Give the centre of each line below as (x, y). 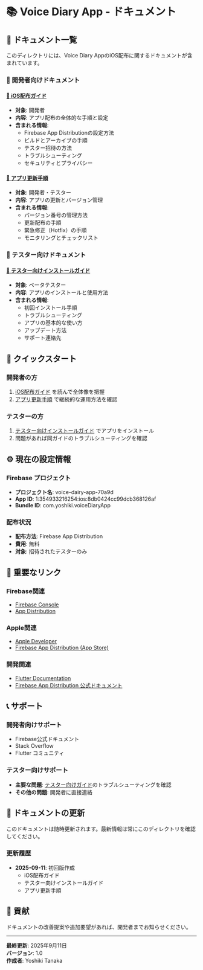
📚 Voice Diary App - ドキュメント (91, 12)
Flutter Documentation (43, 678)
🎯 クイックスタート (42, 358)
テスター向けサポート (37, 770)
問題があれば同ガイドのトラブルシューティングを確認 (81, 438)
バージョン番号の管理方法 (56, 215)
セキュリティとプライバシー (58, 163)
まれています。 (25, 63)
